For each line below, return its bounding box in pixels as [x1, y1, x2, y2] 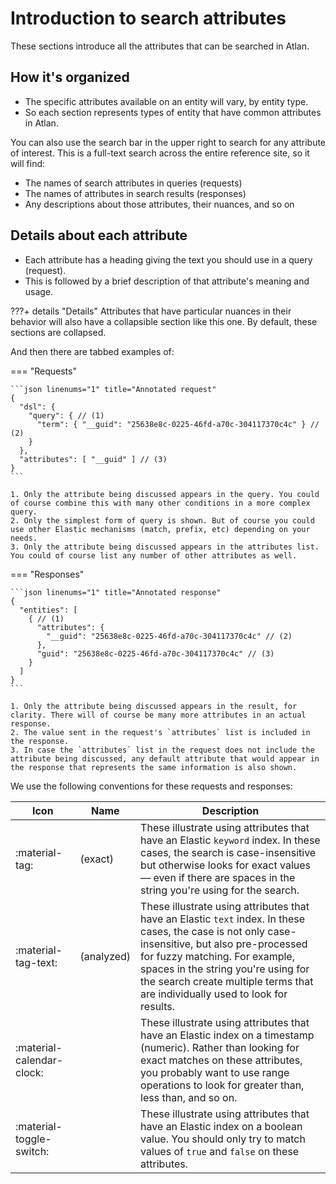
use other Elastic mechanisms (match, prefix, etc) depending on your [10, 524, 311, 534]
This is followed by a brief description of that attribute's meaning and [24, 275, 310, 287]
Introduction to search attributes [10, 7, 287, 30]
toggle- [15, 1132, 52, 1146]
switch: [15, 1144, 50, 1158]
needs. [10, 533, 38, 543]
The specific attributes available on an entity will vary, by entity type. [24, 95, 309, 107]
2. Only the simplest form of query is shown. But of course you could [10, 515, 315, 526]
